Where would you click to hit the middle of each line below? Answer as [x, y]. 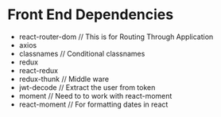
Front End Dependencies [91, 15]
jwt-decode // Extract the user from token [87, 87]
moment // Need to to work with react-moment [95, 96]
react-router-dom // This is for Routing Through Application [116, 37]
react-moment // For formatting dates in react [93, 104]
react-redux [39, 70]
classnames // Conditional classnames [82, 53]
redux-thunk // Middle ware [64, 79]
